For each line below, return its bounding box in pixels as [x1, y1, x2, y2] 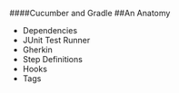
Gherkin [22, 44, 53, 55]
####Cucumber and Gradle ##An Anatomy [9, 8, 171, 18]
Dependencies [22, 25, 78, 35]
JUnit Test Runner [22, 35, 91, 45]
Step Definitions [22, 54, 84, 64]
